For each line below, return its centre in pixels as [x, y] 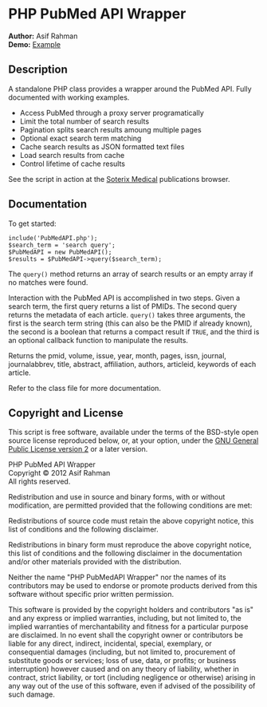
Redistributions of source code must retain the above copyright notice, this [131, 521]
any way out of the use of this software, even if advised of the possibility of [132, 686]
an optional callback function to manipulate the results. [98, 340]
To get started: [33, 223]
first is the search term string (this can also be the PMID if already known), [130, 323]
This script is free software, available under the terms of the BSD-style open [133, 432]
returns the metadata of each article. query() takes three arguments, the [127, 314]
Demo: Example [35, 44]
